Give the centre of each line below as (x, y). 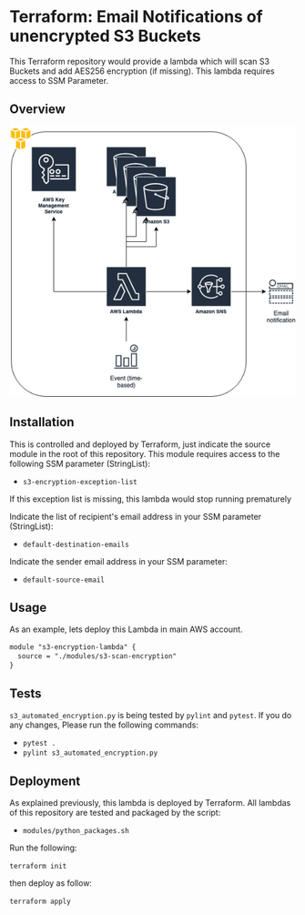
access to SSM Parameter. (59, 80)
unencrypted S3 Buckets (106, 36)
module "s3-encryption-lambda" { (73, 647)
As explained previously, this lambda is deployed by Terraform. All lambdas (150, 803)
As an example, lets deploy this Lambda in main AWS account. (126, 629)
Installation (42, 422)
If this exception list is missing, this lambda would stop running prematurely (151, 499)
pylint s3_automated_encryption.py (90, 753)
